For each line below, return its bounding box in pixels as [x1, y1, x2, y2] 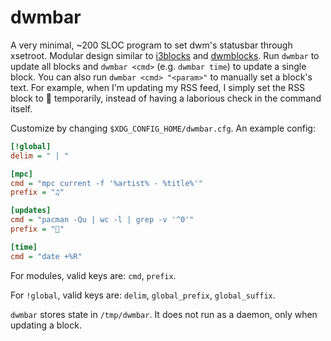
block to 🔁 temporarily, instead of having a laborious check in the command [10, 92, 322, 104]
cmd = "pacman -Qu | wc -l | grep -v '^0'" [10, 215, 195, 225]
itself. [10, 102, 33, 115]
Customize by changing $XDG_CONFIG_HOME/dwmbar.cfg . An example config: [10, 122, 316, 134]
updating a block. [10, 319, 82, 331]
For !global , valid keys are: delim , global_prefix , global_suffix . [10, 289, 276, 301]
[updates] [10, 206, 52, 216]
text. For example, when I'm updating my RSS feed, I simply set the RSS [10, 81, 306, 93]
